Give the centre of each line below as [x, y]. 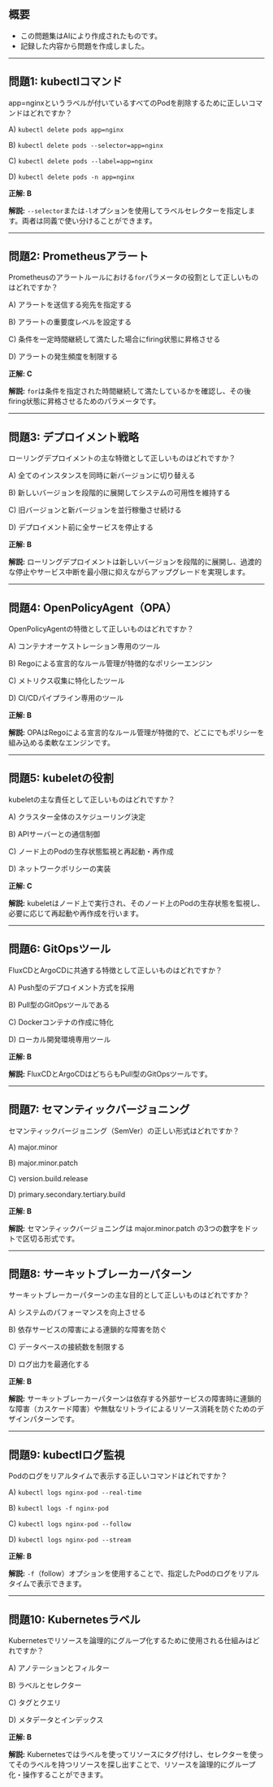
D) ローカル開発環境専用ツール [60, 1039]
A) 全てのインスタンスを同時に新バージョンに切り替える [102, 476]
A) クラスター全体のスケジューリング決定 [77, 816]
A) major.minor [33, 1147]
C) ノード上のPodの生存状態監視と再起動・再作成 [91, 851]
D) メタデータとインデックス [56, 1720]
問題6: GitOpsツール [60, 949]
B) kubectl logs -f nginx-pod [59, 1508]
